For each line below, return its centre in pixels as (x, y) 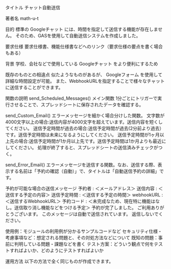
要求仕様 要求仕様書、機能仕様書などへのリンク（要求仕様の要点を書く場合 (84, 47)
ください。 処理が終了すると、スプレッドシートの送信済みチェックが (86, 148)
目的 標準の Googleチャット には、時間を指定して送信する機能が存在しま (82, 29)
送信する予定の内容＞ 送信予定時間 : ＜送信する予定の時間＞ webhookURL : (84, 195)
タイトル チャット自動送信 (33, 7)
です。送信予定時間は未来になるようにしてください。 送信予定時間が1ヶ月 (82, 135)
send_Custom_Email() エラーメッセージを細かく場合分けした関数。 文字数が (85, 116)
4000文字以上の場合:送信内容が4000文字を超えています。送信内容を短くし (84, 122)
